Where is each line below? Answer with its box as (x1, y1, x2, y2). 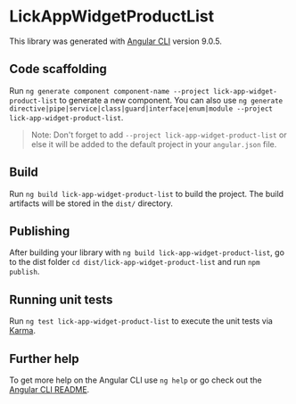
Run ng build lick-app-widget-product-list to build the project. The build (9, 188, 284, 199)
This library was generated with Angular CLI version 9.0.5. (9, 36, 223, 46)
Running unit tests (9, 292, 113, 307)
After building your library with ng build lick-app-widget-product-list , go (9, 247, 285, 258)
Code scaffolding (9, 62, 107, 77)
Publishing (9, 223, 70, 238)
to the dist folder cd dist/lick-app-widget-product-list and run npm (9, 257, 260, 268)
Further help (9, 350, 80, 367)
